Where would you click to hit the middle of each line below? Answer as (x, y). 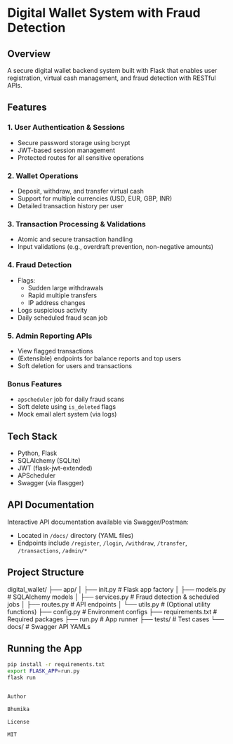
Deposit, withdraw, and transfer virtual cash (80, 191)
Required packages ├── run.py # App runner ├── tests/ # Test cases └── (116, 619)
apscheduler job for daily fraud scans (71, 399)
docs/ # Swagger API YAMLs (49, 626)
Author (17, 697)
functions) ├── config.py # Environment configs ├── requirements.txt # (112, 611)
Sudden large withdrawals (66, 288)
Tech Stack (32, 436)
